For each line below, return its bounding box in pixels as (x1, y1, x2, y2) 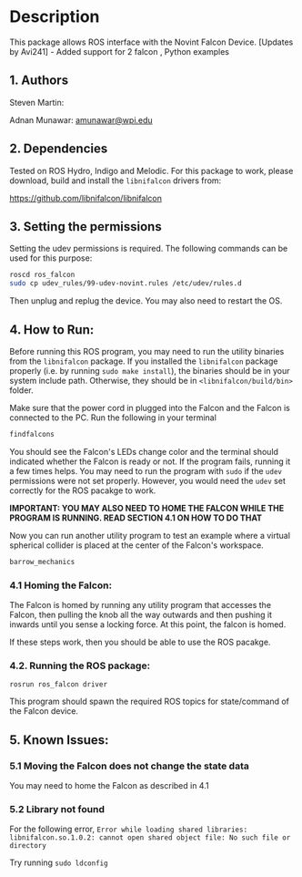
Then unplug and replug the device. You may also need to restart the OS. (9, 295, 283, 306)
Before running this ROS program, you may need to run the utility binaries (9, 346, 285, 356)
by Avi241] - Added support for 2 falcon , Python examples (9, 46, 230, 57)
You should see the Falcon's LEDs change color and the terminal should (9, 446, 279, 457)
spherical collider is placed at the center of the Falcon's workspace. (9, 540, 264, 551)
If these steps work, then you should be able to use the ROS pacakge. (9, 636, 271, 647)
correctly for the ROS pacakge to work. (9, 485, 156, 496)
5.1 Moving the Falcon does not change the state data (9, 759, 250, 772)
